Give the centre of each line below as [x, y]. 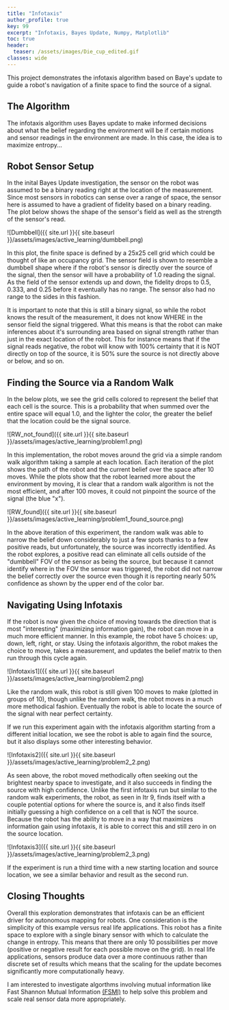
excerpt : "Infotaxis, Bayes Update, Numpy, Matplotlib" [88, 33]
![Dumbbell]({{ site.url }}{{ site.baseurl [61, 232]
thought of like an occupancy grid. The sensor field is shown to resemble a [112, 261]
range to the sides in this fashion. [54, 297]
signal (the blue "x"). [36, 498]
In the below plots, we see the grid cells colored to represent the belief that [113, 399]
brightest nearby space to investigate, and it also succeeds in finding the [109, 783]
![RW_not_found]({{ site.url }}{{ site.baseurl [68, 434]
